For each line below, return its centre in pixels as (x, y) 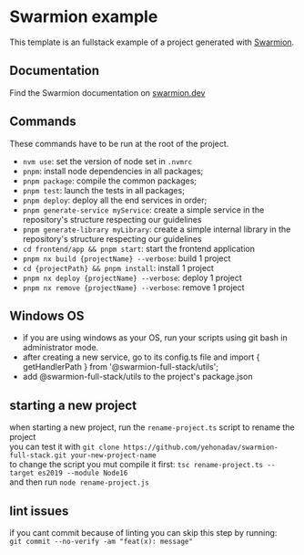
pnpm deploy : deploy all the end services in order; (115, 200)
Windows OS (47, 315)
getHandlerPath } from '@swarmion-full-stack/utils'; (121, 367)
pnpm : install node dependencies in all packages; (113, 171)
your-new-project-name (113, 456)
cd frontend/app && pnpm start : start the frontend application (138, 248)
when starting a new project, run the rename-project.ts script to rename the (152, 427)
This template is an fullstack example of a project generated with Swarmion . (152, 42)
